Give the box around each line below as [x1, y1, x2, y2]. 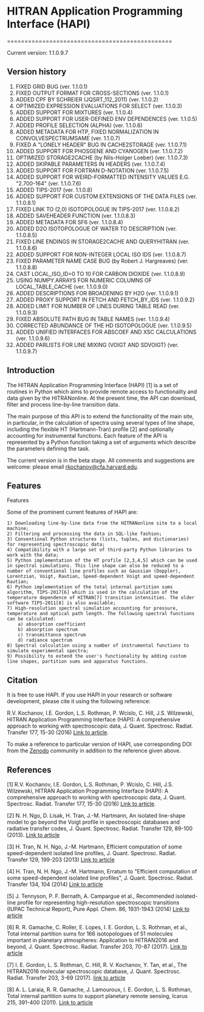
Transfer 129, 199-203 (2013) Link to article [7, 856, 115, 863]
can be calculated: [7, 616, 56, 622]
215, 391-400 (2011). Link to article [7, 999, 93, 1006]
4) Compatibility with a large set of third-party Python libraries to [7, 547, 192, 553]
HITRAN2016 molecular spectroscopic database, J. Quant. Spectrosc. [7, 968, 182, 975]
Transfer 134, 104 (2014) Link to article [7, 881, 103, 888]
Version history [7, 67, 67, 77]
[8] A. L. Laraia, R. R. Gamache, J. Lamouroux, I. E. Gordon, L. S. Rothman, [7, 986, 192, 993]
